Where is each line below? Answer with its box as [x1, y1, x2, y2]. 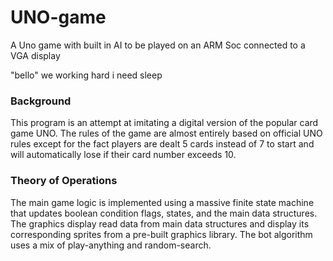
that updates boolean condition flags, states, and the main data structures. [10, 207, 318, 219]
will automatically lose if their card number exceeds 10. [10, 149, 237, 161]
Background [10, 94, 72, 108]
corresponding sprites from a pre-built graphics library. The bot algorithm [10, 228, 313, 240]
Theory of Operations [10, 174, 118, 188]
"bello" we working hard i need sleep [10, 69, 163, 81]
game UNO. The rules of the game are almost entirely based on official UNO [10, 127, 323, 140]
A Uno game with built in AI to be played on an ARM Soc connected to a [10, 39, 306, 51]
